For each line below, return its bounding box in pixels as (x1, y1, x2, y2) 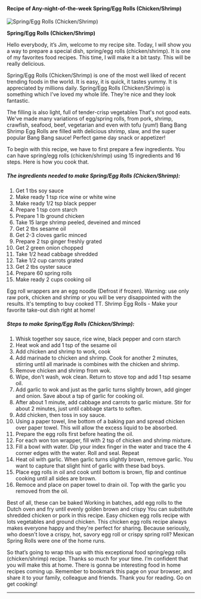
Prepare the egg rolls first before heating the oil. (15, 431, 134, 438)
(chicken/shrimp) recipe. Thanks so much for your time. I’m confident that (7, 555, 188, 563)
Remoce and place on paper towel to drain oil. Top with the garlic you (15, 481, 187, 489)
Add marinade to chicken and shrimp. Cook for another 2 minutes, (15, 354, 178, 361)
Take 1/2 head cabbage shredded (15, 251, 98, 258)
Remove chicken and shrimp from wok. (15, 367, 112, 374)
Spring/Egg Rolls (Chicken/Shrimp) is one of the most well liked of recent (7, 72, 186, 79)
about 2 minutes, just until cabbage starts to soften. (15, 405, 143, 412)
